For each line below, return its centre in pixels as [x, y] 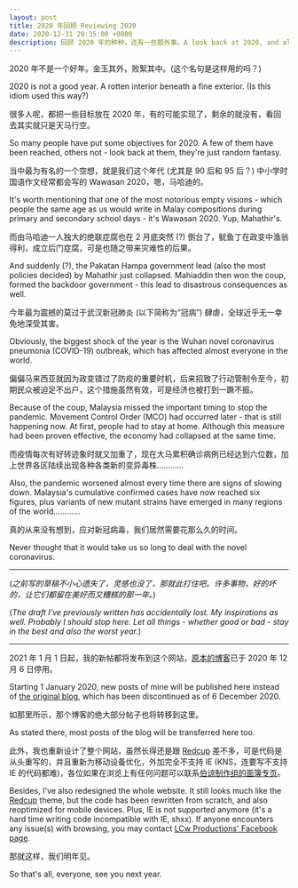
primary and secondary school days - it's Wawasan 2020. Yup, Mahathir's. [146, 219]
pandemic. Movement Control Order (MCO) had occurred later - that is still [145, 417]
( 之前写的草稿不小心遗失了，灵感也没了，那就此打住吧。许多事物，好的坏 [143, 584]
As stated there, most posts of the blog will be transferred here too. [132, 732]
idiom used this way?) [49, 96]
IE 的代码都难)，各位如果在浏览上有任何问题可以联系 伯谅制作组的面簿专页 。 [147, 773]
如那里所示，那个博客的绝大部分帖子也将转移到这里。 [106, 715]
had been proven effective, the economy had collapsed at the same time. [143, 436]
